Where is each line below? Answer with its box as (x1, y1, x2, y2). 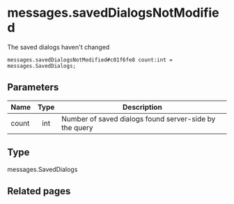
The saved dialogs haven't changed (7, 43, 110, 51)
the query (61, 122, 93, 132)
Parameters (7, 82, 59, 94)
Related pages (7, 185, 71, 197)
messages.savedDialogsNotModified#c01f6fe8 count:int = (7, 56, 173, 64)
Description (123, 102, 162, 112)
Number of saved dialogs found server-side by (61, 114, 216, 124)
